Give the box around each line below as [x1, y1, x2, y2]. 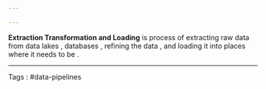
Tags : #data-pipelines [8, 72, 82, 81]
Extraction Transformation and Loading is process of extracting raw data [8, 32, 249, 42]
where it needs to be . [8, 49, 79, 59]
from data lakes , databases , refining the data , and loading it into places [8, 41, 246, 50]
